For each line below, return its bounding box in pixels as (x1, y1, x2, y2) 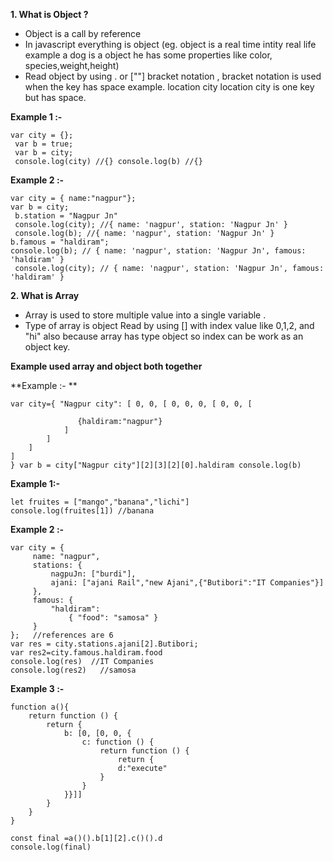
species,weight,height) (24, 60, 120, 71)
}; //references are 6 (10, 630, 114, 640)
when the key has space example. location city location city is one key (24, 81, 315, 93)
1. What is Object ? (10, 9, 89, 20)
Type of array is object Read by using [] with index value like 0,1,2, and (24, 320, 315, 331)
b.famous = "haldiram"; (10, 237, 110, 247)
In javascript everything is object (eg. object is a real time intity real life (24, 39, 317, 50)
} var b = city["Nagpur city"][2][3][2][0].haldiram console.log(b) (10, 460, 302, 470)
